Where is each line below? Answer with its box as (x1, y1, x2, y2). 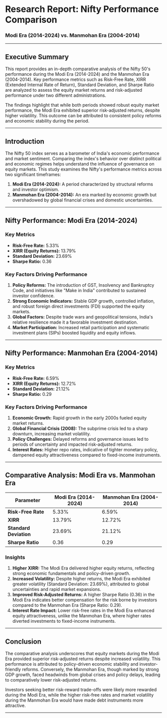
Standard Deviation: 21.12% (12, 385, 70, 392)
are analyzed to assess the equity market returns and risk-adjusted (5, 87, 143, 93)
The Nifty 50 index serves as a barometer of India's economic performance (5, 151, 160, 157)
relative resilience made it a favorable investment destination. (12, 319, 138, 325)
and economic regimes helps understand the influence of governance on (5, 161, 155, 167)
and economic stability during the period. (5, 118, 89, 124)
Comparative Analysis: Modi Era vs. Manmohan (5, 471, 156, 480)
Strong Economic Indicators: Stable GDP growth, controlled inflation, (12, 298, 155, 304)
